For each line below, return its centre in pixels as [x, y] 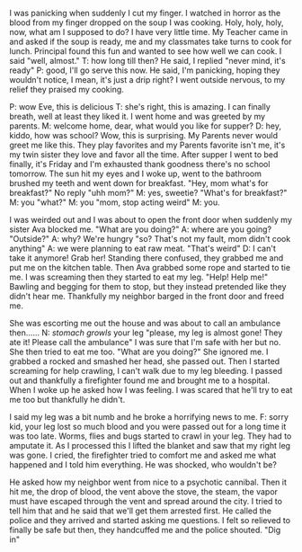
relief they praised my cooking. [67, 89]
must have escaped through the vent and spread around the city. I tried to [146, 501]
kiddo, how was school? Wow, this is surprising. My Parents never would [144, 135]
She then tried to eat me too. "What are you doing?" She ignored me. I [139, 352]
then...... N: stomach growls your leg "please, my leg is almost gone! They [146, 333]
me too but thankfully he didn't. [67, 400]
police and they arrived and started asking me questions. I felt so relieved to [150, 520]
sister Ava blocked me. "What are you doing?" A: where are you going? [141, 229]
